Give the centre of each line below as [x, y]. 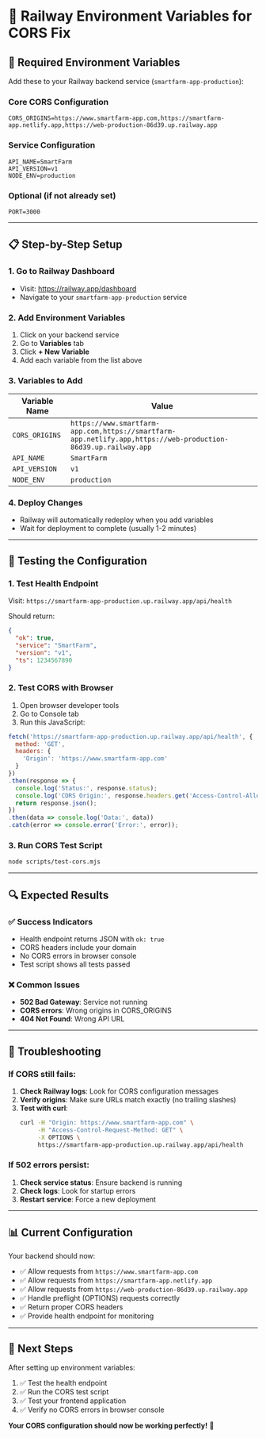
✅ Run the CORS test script [64, 1392]
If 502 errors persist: [49, 1165]
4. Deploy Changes [46, 503]
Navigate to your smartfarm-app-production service [103, 297]
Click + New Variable [54, 352]
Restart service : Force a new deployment [88, 1199]
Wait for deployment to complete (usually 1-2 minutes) [108, 529]
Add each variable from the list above [81, 359]
